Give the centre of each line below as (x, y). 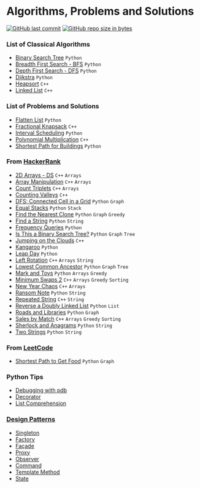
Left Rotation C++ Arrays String (54, 260)
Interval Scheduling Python (49, 133)
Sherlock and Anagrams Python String (63, 325)
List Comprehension (40, 403)
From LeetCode (30, 347)
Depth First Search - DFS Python (56, 71)
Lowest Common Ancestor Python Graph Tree (72, 266)
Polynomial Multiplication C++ (52, 139)
